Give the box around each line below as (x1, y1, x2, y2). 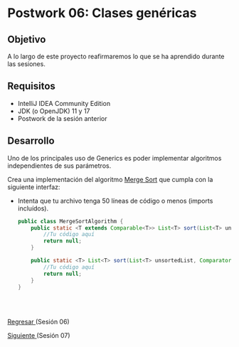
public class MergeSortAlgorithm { (17, 218, 124, 225)
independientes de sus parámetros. (7, 161, 112, 170)
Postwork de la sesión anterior (17, 114, 107, 122)
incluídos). (17, 204, 49, 213)
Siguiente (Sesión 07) (7, 331, 70, 340)
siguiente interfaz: (7, 183, 60, 191)
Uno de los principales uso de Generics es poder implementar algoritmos (7, 154, 222, 162)
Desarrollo (7, 135, 55, 147)
